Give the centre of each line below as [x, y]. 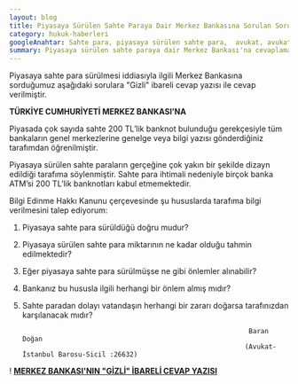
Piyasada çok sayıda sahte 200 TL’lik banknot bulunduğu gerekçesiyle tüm [145, 129]
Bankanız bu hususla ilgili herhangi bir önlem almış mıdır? [126, 288]
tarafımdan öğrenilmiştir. [54, 148]
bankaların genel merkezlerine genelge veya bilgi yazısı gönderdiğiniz [137, 138]
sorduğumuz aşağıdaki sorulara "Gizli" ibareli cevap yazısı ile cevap [133, 85]
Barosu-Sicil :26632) [98, 355]
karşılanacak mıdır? [57, 315]
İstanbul [38, 355]
